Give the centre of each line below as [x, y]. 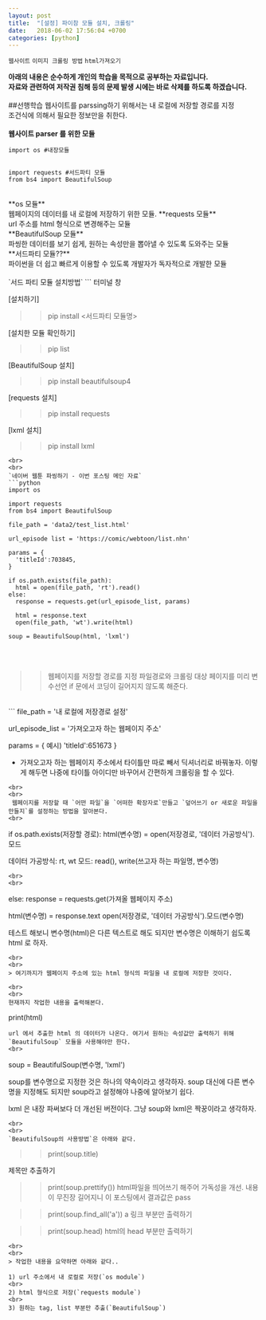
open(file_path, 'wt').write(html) [74, 623]
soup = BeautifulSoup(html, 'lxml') [69, 637]
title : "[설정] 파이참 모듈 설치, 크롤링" [71, 23]
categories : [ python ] [44, 38]
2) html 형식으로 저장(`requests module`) [75, 1293]
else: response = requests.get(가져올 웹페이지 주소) [91, 899]
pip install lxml [71, 446]
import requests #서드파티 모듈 [57, 173]
